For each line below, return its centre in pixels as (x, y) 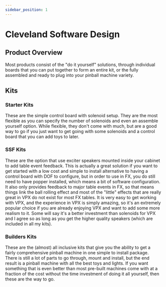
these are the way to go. (30, 279)
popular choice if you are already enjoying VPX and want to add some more (83, 208)
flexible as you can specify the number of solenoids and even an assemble (82, 121)
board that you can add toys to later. (42, 137)
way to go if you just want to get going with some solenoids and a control (80, 132)
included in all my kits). (29, 223)
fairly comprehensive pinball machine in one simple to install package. (77, 252)
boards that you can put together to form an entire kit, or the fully (72, 70)
